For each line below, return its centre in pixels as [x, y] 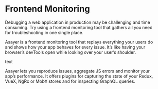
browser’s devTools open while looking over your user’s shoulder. [70, 52]
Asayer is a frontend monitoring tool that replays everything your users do [79, 42]
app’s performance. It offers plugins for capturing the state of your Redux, [79, 76]
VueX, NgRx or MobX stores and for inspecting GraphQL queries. [70, 81]
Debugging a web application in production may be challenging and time [78, 22]
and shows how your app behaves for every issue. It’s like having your [75, 47]
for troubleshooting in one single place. [44, 32]
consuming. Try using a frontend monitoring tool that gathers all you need [79, 27]
